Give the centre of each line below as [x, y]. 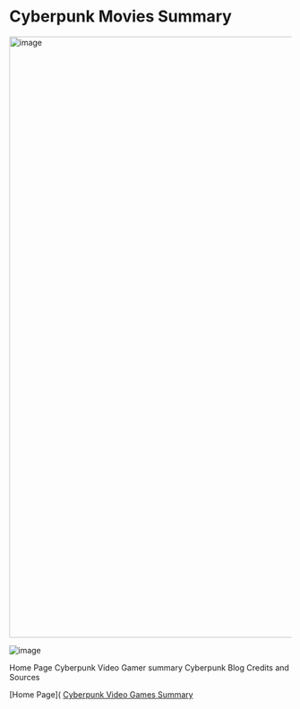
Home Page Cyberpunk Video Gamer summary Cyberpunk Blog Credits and [149, 667]
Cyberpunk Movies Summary [121, 17]
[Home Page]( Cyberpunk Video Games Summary [102, 694]
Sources [25, 677]
